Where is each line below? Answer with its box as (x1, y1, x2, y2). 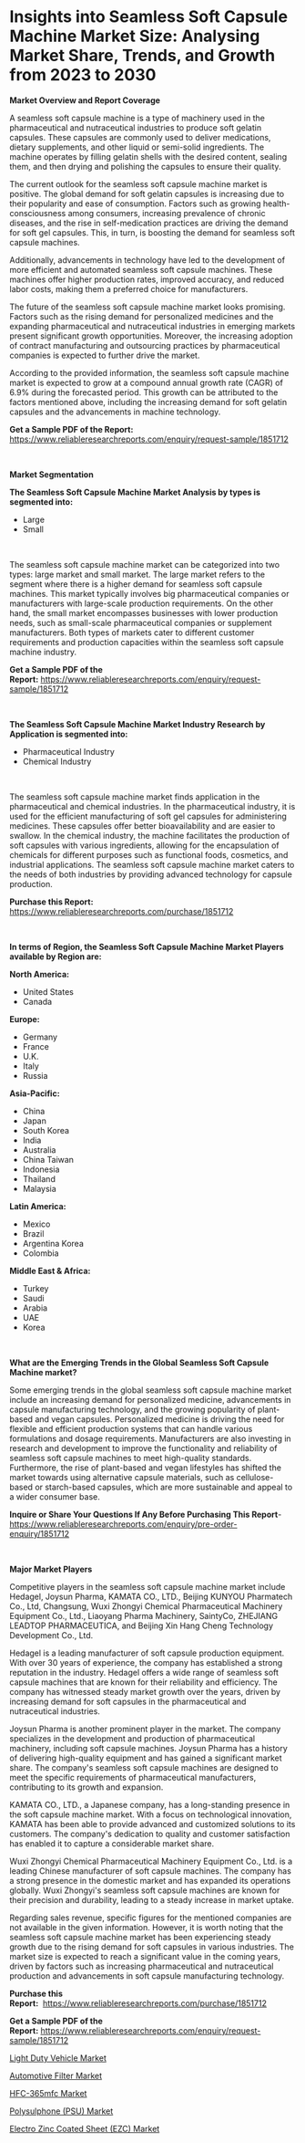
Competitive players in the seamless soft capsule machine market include (9, 1581, 286, 1592)
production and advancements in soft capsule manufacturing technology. (9, 1970, 285, 1981)
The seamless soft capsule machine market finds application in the (9, 791, 260, 802)
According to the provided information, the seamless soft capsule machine (9, 367, 290, 378)
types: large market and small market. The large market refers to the (9, 569, 266, 580)
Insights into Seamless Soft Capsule (9, 6, 289, 27)
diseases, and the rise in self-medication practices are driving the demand (9, 217, 289, 228)
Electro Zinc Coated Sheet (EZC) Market (9, 2123, 160, 2134)
